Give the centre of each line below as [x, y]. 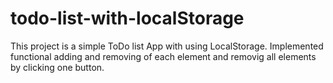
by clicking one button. [57, 67]
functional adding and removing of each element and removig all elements [163, 56]
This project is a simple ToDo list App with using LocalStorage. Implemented [167, 46]
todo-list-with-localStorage [127, 18]
